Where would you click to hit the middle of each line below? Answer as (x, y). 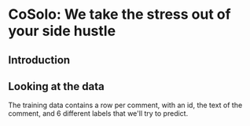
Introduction (39, 60)
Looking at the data (56, 86)
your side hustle (62, 31)
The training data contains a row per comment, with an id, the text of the (125, 105)
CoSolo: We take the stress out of (119, 14)
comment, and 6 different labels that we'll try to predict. (98, 113)
